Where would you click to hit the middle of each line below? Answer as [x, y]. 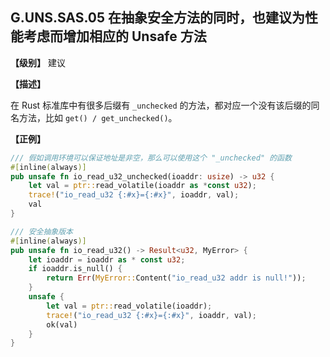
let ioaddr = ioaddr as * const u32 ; [107, 259]
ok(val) [62, 324]
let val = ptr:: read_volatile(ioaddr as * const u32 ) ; [142, 186]
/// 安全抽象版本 [41, 231]
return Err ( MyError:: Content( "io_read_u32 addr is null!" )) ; [176, 278]
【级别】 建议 [38, 62]
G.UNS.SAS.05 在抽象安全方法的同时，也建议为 [158, 18]
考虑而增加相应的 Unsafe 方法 [115, 36]
